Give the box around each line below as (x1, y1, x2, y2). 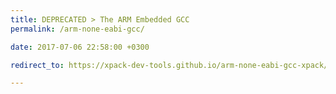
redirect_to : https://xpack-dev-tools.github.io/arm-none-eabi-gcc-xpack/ (10, 60, 329, 70)
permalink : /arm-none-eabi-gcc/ (10, 24, 145, 34)
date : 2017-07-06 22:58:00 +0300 (10, 42, 150, 52)
